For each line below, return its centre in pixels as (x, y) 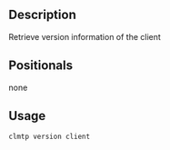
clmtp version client (50, 137)
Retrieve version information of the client (85, 36)
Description (42, 15)
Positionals (41, 66)
